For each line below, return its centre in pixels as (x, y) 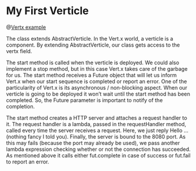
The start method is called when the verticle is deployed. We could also (93, 63)
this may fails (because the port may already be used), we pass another (93, 143)
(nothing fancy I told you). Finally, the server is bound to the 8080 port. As (96, 136)
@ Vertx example (26, 27)
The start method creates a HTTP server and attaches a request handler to (97, 118)
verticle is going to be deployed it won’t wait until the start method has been (98, 94)
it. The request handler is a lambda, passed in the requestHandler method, (96, 124)
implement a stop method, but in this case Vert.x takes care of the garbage (97, 68)
